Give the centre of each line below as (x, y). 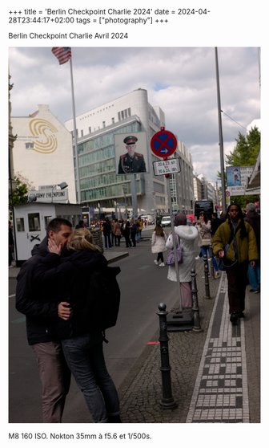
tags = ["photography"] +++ (122, 20)
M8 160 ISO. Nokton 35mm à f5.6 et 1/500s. (80, 436)
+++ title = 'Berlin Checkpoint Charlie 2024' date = (92, 12)
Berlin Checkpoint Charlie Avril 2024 (68, 36)
